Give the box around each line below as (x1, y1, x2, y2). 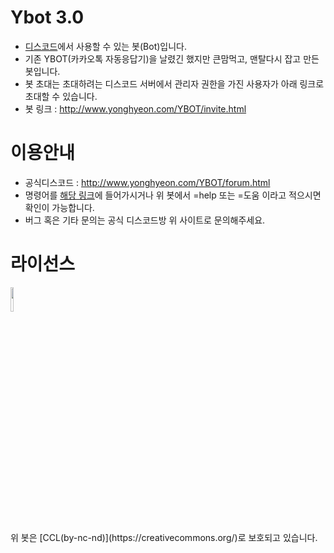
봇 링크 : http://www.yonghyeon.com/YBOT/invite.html (24, 102, 247, 115)
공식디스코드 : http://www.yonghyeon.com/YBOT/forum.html (24, 176, 271, 188)
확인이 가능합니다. (24, 201, 95, 213)
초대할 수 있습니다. (24, 90, 98, 102)
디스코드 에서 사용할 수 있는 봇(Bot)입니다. (24, 40, 188, 52)
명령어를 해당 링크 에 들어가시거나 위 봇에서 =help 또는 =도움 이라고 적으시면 (24, 189, 322, 201)
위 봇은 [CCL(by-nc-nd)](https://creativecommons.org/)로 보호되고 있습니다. (10, 531, 318, 543)
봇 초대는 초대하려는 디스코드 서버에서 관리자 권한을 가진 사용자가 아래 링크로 (24, 77, 325, 90)
